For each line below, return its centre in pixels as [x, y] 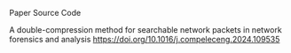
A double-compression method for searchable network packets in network [145, 30]
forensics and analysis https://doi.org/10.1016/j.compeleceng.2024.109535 [145, 39]
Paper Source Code [45, 13]
